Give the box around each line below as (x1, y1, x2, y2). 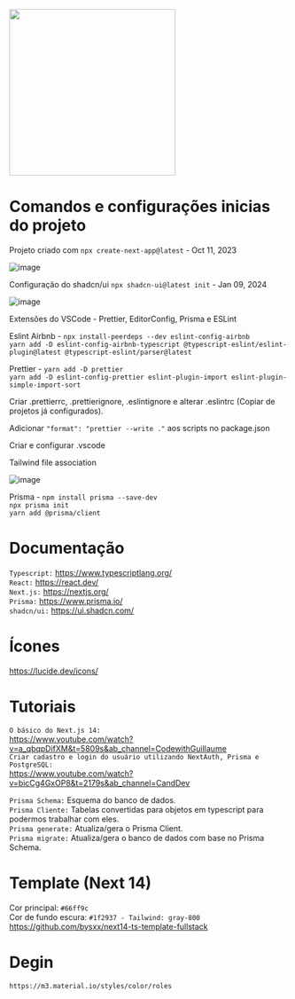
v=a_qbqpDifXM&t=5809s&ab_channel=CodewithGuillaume (9, 743, 228, 753)
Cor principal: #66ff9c (9, 902, 89, 913)
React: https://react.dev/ (9, 577, 99, 587)
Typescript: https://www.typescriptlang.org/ (9, 567, 173, 578)
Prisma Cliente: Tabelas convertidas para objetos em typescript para (9, 804, 264, 814)
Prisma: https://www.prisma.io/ (9, 595, 123, 606)
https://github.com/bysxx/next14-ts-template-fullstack (9, 921, 208, 932)
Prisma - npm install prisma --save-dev (9, 492, 158, 502)
